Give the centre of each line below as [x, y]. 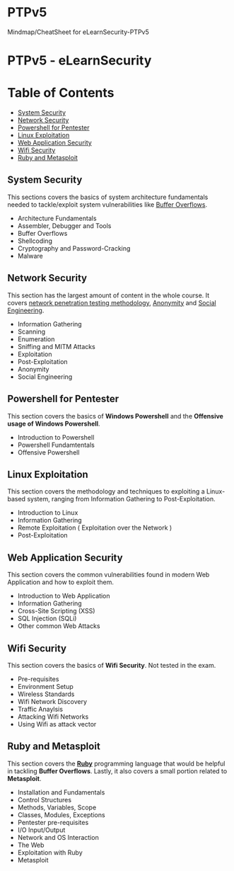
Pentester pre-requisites [53, 822]
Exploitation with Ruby [50, 852]
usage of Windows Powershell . [54, 423]
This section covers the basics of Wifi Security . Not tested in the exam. [112, 665]
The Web [31, 845]
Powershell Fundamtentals [56, 445]
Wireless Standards [46, 694]
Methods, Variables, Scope [57, 807]
